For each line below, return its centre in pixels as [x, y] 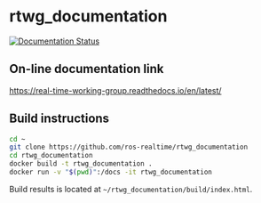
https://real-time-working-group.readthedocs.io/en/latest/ [115, 90]
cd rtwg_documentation [51, 156]
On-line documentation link [87, 69]
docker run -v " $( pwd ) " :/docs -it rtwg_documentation [111, 172]
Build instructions [59, 119]
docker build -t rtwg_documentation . [81, 164]
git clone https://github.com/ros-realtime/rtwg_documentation [129, 147]
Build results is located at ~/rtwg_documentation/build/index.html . [131, 189]
